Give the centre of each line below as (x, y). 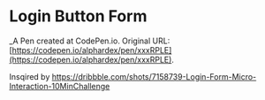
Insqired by (30, 76)
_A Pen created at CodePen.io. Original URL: (90, 41)
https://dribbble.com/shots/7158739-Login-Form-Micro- (154, 76)
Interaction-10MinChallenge (60, 86)
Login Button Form (78, 16)
